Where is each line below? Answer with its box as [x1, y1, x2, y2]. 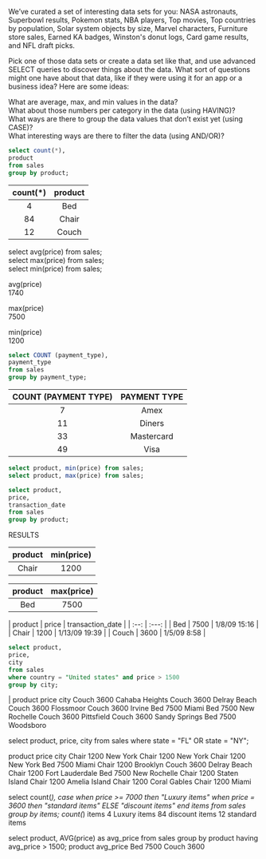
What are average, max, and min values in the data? [8, 97, 178, 106]
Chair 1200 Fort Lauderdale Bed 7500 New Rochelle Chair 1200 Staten [8, 769, 239, 778]
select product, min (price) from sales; [8, 464, 145, 472]
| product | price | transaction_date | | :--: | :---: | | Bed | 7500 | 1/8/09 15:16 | [8, 619, 259, 630]
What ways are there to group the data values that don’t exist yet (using [8, 114, 243, 123]
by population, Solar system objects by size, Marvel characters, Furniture [8, 24, 248, 33]
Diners [139, 418, 165, 428]
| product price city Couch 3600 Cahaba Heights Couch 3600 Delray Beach [8, 695, 257, 705]
